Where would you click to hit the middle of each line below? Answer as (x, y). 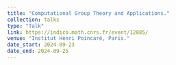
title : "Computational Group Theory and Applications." (88, 13)
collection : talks (33, 20)
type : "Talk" (26, 26)
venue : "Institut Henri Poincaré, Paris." (68, 39)
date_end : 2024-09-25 (38, 51)
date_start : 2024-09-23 (41, 45)
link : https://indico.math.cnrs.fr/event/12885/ (78, 32)
